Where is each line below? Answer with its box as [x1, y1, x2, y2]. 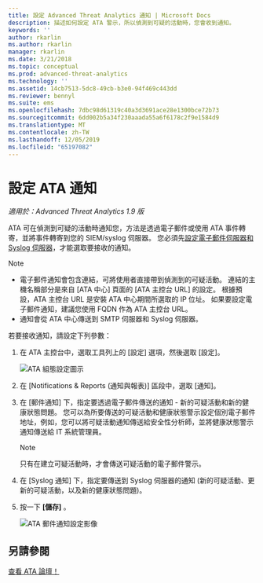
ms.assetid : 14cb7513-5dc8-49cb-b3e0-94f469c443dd [8, 84, 177, 93]
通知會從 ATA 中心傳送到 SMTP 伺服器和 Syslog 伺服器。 [19, 314, 203, 324]
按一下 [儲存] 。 [19, 502, 71, 511]
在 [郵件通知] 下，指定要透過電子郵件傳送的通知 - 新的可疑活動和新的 [19, 398, 243, 407]
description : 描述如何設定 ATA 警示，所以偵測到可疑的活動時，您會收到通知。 [8, 19, 236, 27]
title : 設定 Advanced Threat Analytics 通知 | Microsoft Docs [8, 11, 211, 20]
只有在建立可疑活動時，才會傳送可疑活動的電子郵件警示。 [19, 459, 206, 468]
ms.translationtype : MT [8, 121, 86, 129]
